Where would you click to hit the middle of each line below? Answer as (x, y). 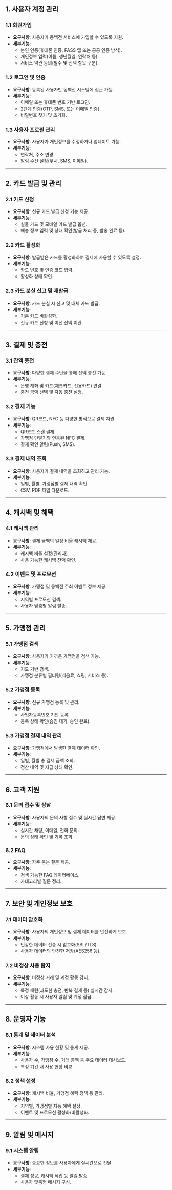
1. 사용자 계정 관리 (32, 9)
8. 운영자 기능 (26, 1019)
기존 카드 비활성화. (39, 316)
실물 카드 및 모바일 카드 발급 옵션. (54, 224)
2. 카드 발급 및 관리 (33, 183)
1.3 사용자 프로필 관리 (30, 130)
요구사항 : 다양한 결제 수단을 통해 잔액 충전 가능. (60, 373)
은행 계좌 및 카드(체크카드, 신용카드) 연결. (62, 386)
